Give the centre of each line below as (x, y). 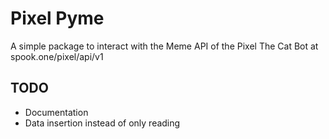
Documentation (56, 112)
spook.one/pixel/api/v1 (57, 56)
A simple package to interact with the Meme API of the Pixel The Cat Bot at (164, 46)
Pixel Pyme (57, 18)
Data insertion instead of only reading (102, 123)
